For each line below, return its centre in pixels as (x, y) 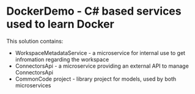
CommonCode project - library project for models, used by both (95, 79)
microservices (33, 85)
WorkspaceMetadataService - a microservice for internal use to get (100, 52)
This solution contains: (35, 41)
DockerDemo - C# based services (94, 11)
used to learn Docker (60, 24)
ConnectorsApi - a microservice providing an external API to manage (102, 66)
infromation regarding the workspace (62, 59)
